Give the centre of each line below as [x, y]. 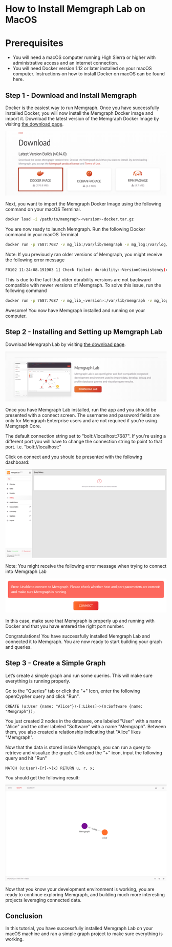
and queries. [19, 647]
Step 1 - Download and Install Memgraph [71, 95]
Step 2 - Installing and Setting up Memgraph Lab [84, 332]
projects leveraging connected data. [44, 900]
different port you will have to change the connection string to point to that [84, 442]
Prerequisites [35, 43]
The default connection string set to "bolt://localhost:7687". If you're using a [86, 436]
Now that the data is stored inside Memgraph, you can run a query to [78, 747]
